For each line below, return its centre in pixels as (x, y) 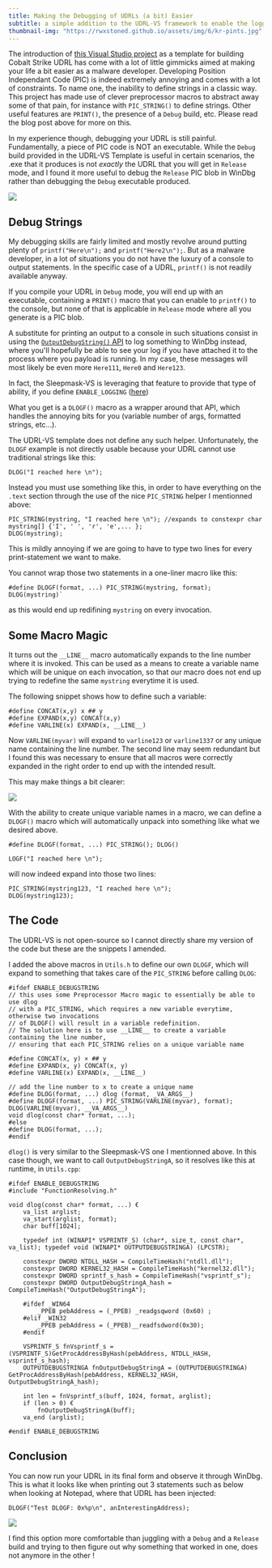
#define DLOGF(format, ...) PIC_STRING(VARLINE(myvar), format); (121, 1101)
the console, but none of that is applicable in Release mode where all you (130, 309)
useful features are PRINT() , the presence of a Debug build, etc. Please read (133, 114)
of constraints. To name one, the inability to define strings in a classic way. (133, 88)
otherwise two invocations (54, 1016)
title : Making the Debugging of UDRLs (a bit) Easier (101, 16)
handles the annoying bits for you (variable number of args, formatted (125, 416)
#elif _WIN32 (45, 1318)
